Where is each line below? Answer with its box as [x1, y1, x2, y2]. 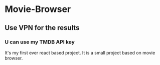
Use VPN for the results [5, 23, 80, 32]
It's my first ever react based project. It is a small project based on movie [5, 49, 155, 55]
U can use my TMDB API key [5, 38, 75, 45]
